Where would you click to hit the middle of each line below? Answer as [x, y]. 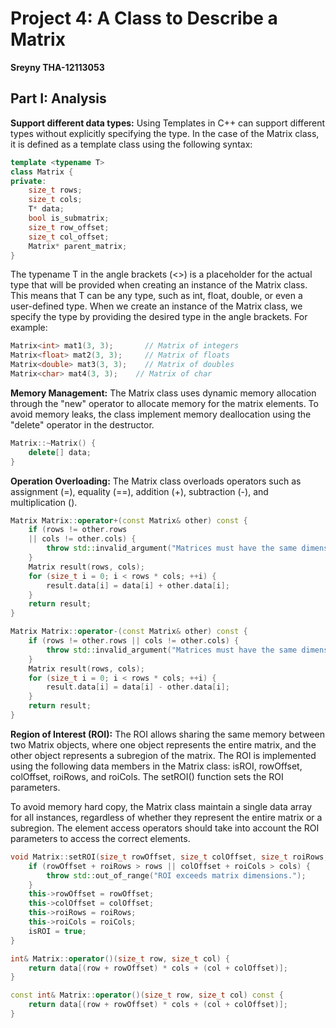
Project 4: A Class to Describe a [144, 18]
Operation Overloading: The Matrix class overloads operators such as [156, 481]
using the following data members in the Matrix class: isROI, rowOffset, [156, 766]
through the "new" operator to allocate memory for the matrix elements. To [164, 403]
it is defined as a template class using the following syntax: [131, 144]
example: [29, 328]
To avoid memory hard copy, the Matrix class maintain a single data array [161, 806]
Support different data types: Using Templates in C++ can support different [168, 123]
